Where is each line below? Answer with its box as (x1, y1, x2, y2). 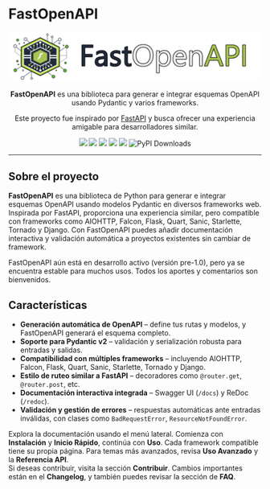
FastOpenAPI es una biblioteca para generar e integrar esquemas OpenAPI (10, 89, 260, 99)
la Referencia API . (8, 455, 69, 464)
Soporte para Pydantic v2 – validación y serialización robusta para (19, 337, 243, 346)
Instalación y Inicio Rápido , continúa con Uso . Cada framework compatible (8, 438, 259, 447)
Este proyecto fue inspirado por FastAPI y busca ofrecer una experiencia (14, 113, 256, 123)
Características (8, 298, 88, 312)
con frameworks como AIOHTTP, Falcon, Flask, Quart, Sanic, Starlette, (8, 216, 243, 226)
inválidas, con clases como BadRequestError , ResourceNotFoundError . (19, 413, 247, 423)
